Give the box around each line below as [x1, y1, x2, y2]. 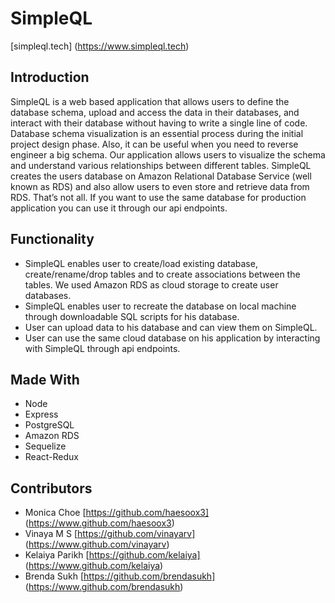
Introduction [10, 69, 90, 86]
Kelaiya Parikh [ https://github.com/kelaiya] [24, 549, 201, 561]
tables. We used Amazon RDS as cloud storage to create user [24, 278, 279, 291]
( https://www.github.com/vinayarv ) [24, 538, 170, 551]
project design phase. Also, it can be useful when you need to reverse [10, 138, 299, 150]
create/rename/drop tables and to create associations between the [24, 268, 301, 280]
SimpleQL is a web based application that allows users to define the [10, 95, 290, 107]
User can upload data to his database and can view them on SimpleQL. [24, 321, 318, 333]
